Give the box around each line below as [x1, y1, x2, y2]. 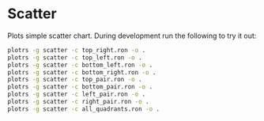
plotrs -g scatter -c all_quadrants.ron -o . [7, 104, 160, 113]
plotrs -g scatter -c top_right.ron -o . [7, 46, 146, 54]
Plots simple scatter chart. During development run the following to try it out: [7, 31, 257, 40]
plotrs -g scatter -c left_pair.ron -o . [7, 90, 146, 99]
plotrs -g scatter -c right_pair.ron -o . [7, 98, 149, 106]
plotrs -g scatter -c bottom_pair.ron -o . [7, 83, 153, 91]
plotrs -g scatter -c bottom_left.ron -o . [7, 61, 153, 69]
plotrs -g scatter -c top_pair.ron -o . [7, 76, 143, 84]
